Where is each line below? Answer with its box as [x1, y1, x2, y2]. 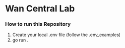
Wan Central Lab [5, 3, 75, 14]
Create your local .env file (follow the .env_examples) [12, 32, 121, 38]
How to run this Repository [5, 21, 71, 28]
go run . [12, 37, 29, 43]
